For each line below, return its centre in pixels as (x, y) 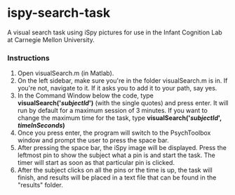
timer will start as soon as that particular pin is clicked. (96, 163)
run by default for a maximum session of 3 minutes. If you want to (113, 111)
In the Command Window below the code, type (86, 95)
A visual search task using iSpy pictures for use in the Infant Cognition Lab (115, 32)
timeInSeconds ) (41, 126)
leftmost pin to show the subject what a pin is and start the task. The (116, 155)
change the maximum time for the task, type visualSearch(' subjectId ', (120, 118)
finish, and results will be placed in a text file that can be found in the (117, 177)
